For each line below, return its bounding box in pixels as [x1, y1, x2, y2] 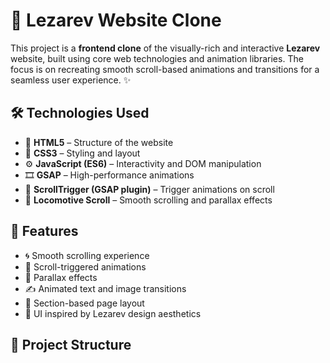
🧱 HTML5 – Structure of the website [24, 136, 174, 148]
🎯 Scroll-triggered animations [24, 260, 147, 273]
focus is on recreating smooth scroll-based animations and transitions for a [10, 63, 320, 75]
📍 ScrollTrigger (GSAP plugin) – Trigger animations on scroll [24, 183, 275, 195]
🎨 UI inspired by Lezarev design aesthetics [24, 307, 202, 319]
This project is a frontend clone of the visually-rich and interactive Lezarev [10, 42, 321, 54]
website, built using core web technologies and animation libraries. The [10, 52, 304, 64]
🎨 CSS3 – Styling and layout [24, 147, 141, 159]
